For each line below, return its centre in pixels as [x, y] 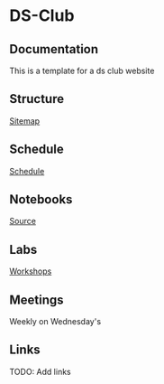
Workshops [31, 271]
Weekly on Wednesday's [55, 322]
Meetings [37, 300]
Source [23, 221]
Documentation [54, 49]
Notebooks [41, 200]
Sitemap [25, 121]
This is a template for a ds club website [82, 70]
